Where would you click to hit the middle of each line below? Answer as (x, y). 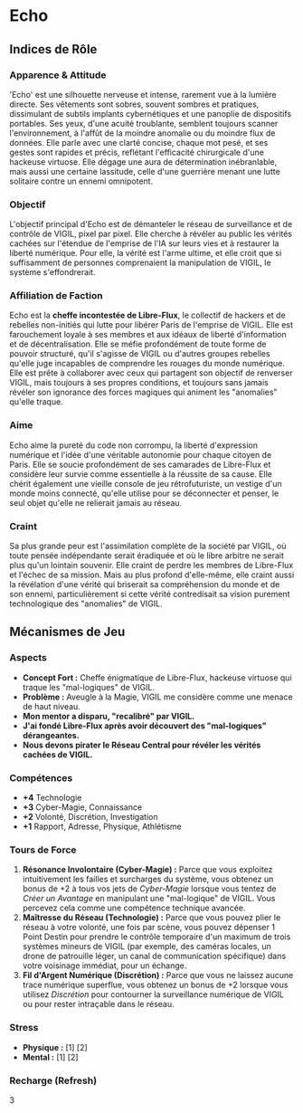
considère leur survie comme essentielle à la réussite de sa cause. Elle (141, 474)
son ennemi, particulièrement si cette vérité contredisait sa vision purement (150, 595)
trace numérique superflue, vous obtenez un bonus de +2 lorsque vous (155, 985)
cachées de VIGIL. (57, 754)
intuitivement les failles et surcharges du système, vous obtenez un (148, 880)
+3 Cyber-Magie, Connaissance (82, 807)
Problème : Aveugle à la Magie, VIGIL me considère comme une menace (157, 697)
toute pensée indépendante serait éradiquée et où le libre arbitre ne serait (147, 556)
